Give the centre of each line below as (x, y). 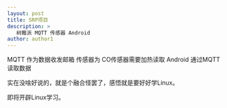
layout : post (26, 13)
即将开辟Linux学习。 (36, 98)
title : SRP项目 (28, 20)
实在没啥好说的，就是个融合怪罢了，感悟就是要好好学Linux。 (93, 83)
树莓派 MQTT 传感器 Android (53, 33)
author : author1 (30, 39)
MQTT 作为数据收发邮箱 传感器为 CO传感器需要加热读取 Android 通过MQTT (114, 60)
